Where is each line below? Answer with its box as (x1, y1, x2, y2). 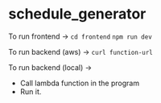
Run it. (19, 86, 42, 97)
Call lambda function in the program (19, 78, 139, 88)
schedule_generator (8, 5, 147, 23)
